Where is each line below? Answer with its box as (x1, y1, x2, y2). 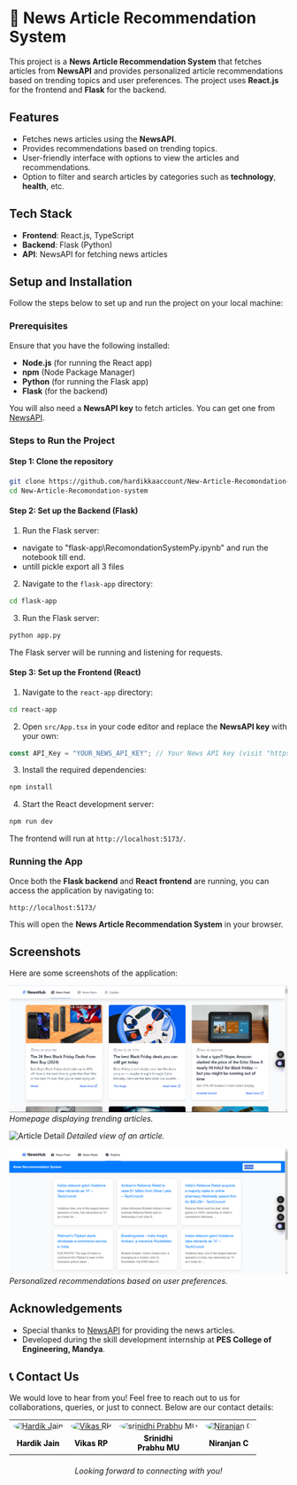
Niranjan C (209, 1437, 249, 1448)
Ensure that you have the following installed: (9, 340, 171, 351)
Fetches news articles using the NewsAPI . (21, 133, 177, 144)
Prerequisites (9, 320, 68, 332)
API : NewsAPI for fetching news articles (21, 248, 168, 260)
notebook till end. (21, 551, 86, 562)
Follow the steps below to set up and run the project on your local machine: (9, 298, 284, 308)
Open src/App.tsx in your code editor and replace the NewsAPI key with (21, 721, 287, 732)
